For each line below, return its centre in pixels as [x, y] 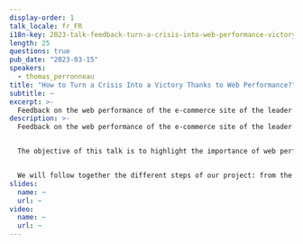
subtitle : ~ [32, 93]
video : [22, 209]
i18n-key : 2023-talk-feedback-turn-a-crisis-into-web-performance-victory [153, 34]
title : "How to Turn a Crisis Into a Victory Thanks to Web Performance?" [153, 85]
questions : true [40, 52]
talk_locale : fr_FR [46, 26]
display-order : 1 [42, 18]
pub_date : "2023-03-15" [54, 60]
